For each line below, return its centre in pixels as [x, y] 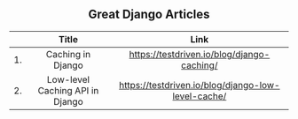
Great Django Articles [149, 15]
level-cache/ [200, 96]
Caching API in [68, 90]
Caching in [68, 54]
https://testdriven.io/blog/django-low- [200, 85]
